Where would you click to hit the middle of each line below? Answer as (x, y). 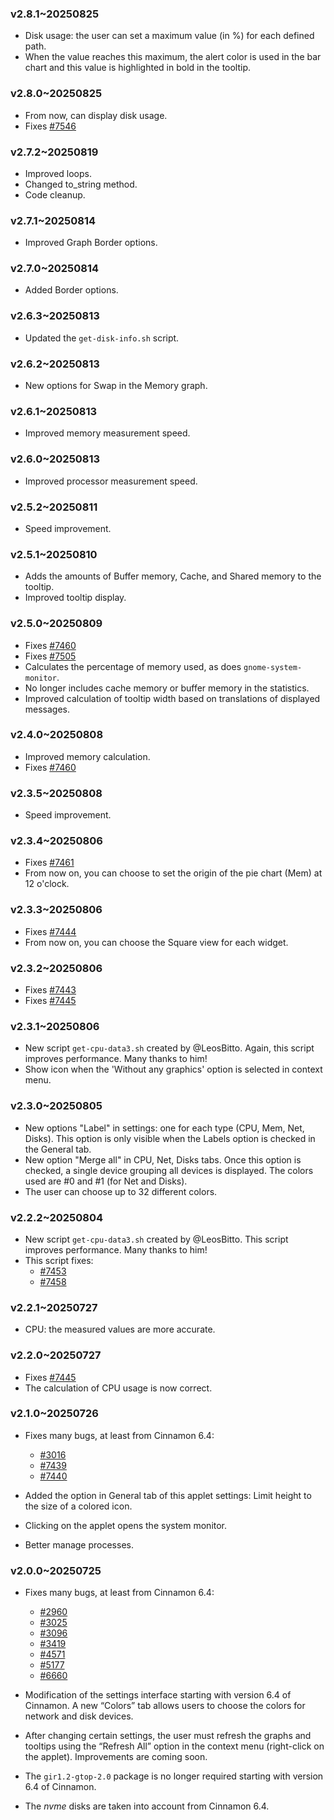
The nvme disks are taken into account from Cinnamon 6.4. (147, 1806)
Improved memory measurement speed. (107, 433)
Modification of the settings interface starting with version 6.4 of (158, 1695)
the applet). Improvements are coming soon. (116, 1757)
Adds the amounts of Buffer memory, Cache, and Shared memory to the (173, 576)
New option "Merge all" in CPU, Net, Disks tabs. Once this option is (163, 1159)
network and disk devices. (79, 1716)
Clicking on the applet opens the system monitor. (126, 1525)
